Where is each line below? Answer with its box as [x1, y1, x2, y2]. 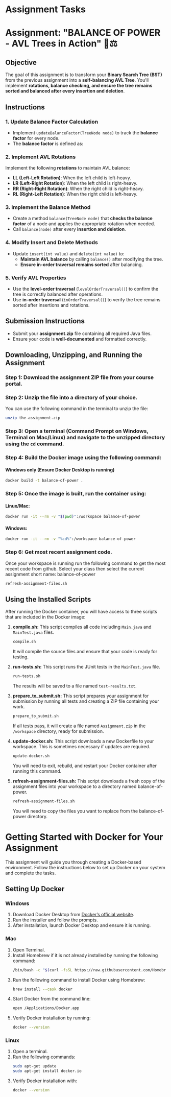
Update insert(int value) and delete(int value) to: [12, 250, 125, 256]
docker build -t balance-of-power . [5, 478, 83, 483]
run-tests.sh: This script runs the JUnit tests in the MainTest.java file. [12, 664, 160, 670]
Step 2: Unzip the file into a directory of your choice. [5, 394, 138, 401]
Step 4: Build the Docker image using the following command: [5, 454, 162, 461]
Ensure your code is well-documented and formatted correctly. [12, 336, 147, 342]
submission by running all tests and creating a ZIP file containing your [12, 698, 159, 704]
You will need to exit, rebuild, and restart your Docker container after [12, 762, 157, 769]
